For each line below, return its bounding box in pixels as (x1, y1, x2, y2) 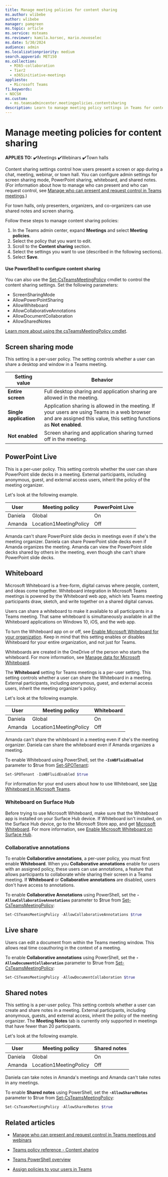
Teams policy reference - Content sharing (12, 1147, 99, 1153)
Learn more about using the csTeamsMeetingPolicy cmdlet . (5, 328, 127, 334)
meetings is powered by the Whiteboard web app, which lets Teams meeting (5, 593, 163, 599)
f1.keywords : (5, 86, 32, 92)
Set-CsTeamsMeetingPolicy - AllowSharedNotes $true (5, 1105, 113, 1110)
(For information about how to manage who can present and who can (5, 182, 148, 188)
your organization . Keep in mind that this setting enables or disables (5, 633, 145, 640)
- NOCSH (5, 91, 21, 96)
